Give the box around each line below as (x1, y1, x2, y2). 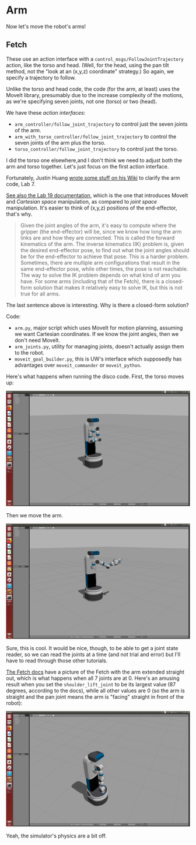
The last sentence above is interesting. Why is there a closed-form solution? (6, 301, 189, 308)
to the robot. (14, 349, 45, 356)
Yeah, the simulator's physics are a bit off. (6, 832, 107, 839)
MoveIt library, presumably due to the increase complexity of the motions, (6, 91, 184, 98)
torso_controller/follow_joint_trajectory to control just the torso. (14, 145, 178, 152)
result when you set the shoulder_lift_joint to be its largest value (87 (6, 681, 176, 688)
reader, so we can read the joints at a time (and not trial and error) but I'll (6, 651, 181, 658)
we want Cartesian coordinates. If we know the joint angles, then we (14, 330, 179, 337)
